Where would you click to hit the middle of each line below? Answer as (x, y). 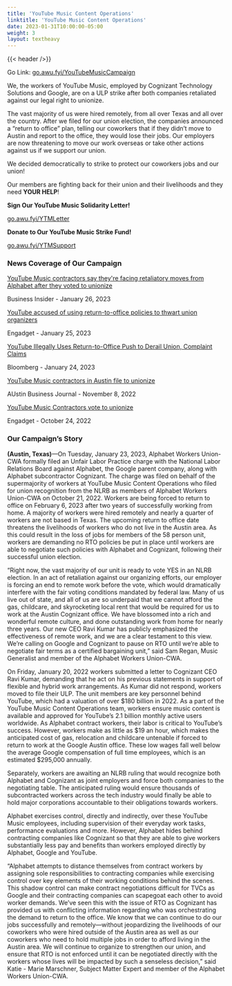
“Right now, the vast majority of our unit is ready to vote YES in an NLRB (109, 570)
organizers (22, 320)
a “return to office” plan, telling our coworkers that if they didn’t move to (109, 129)
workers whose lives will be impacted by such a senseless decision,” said (112, 961)
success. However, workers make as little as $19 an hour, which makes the (113, 730)
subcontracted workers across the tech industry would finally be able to (109, 795)
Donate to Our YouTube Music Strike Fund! (69, 232)
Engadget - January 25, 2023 (49, 333)
